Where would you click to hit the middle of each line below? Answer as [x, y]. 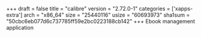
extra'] [14, 15]
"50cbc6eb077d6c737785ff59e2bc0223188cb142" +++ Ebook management [100, 21]
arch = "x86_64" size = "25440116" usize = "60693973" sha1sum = [107, 15]
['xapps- [182, 9]
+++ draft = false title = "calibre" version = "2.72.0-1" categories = [88, 9]
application [20, 27]
